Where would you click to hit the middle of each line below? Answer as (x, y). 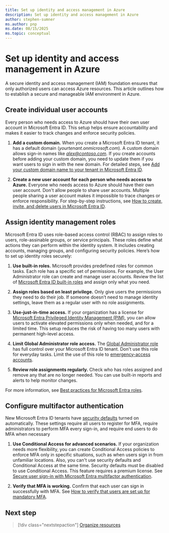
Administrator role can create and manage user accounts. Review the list (88, 276)
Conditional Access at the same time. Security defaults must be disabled (88, 466)
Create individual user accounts (57, 110)
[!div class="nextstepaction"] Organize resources (69, 525)
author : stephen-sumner (30, 19)
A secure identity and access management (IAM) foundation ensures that (81, 83)
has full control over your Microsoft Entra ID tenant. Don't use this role (85, 349)
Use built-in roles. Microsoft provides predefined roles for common (83, 266)
